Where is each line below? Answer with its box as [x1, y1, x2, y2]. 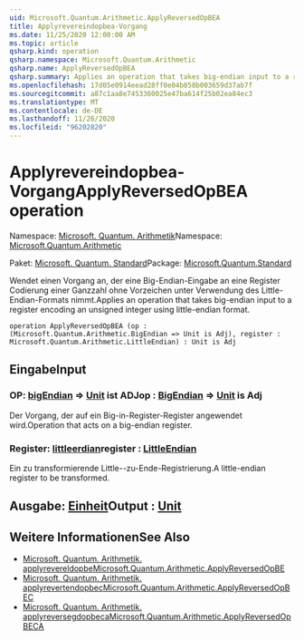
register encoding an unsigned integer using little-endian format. [9, 304, 251, 315]
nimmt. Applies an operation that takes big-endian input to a [71, 294, 292, 305]
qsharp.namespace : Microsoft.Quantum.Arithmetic [9, 55, 196, 64]
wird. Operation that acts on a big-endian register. [9, 419, 193, 431]
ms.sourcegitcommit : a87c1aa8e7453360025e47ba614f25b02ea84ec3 [9, 89, 253, 98]
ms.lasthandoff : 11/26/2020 [9, 114, 116, 123]
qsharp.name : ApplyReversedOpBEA [9, 64, 136, 73]
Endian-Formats [9, 294, 70, 305]
